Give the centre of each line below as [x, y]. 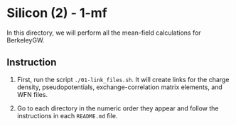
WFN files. [32, 94]
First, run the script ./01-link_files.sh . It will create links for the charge [123, 79]
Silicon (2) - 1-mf [57, 13]
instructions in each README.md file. [67, 115]
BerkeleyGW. [26, 40]
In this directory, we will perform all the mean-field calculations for [104, 33]
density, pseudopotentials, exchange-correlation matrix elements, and [120, 87]
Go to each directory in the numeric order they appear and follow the [118, 108]
